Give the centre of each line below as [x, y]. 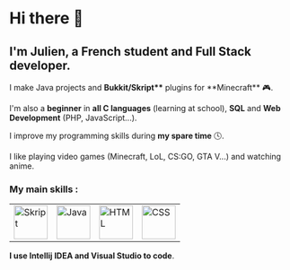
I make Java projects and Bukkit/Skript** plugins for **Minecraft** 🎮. [141, 87]
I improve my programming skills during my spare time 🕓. [117, 135]
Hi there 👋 [46, 18]
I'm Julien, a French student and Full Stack [130, 52]
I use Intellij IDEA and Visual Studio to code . [92, 256]
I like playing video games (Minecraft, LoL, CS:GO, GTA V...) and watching [145, 157]
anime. [22, 166]
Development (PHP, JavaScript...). [73, 118]
